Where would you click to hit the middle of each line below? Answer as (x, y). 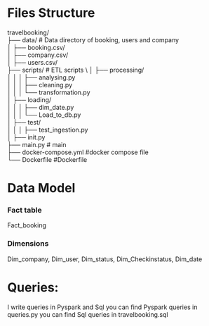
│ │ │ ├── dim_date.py (41, 107)
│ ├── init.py (26, 137)
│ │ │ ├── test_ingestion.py (48, 130)
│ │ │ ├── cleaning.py (40, 84)
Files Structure (51, 13)
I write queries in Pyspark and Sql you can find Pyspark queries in (102, 307)
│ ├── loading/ (29, 99)
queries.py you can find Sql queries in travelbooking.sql (88, 314)
